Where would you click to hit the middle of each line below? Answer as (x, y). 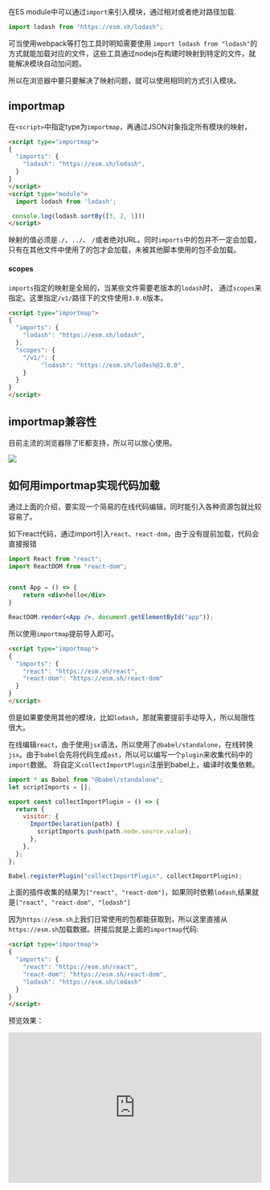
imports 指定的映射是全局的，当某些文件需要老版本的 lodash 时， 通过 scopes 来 (135, 287)
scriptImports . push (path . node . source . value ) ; (115, 832)
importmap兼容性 (53, 422)
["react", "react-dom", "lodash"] (73, 903)
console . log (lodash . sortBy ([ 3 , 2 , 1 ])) (79, 216)
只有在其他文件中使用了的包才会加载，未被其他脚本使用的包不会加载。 (125, 250)
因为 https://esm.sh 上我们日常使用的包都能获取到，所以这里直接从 (118, 919)
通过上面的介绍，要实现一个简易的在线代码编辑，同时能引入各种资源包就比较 (135, 506)
